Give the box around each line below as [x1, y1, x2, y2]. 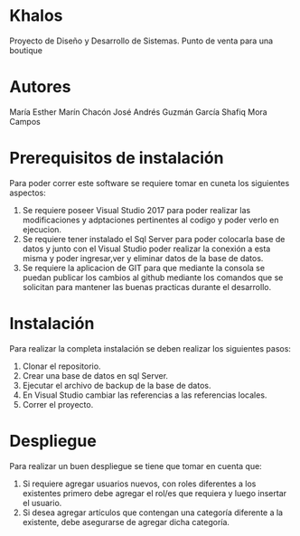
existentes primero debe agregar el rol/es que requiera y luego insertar [22, 487, 287, 498]
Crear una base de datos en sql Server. [22, 370, 169, 381]
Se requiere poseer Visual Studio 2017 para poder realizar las [22, 204, 251, 215]
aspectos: [9, 187, 47, 198]
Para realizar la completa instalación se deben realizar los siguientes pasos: [9, 343, 292, 353]
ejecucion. [22, 223, 61, 235]
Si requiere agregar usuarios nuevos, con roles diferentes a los [22, 478, 257, 489]
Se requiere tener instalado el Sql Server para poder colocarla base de [22, 233, 286, 244]
